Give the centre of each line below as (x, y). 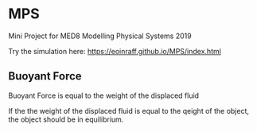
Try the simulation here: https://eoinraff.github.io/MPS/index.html (115, 51)
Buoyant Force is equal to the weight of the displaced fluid (104, 95)
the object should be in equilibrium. (66, 119)
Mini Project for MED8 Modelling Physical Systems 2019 (100, 36)
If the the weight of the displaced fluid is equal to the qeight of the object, (128, 111)
